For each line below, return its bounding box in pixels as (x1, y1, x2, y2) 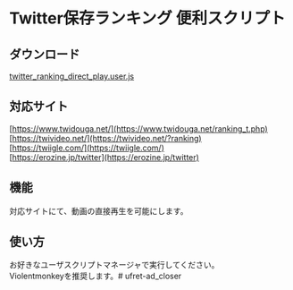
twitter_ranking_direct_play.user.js (9, 71, 135, 81)
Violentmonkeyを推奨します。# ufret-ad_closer (9, 270, 182, 282)
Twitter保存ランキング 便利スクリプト (9, 8, 286, 29)
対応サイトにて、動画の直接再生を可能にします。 (9, 205, 188, 216)
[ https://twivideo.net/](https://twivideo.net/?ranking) (9, 132, 203, 143)
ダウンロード (9, 47, 80, 62)
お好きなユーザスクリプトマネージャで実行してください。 (9, 260, 220, 270)
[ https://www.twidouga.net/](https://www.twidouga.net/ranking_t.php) (9, 123, 268, 134)
